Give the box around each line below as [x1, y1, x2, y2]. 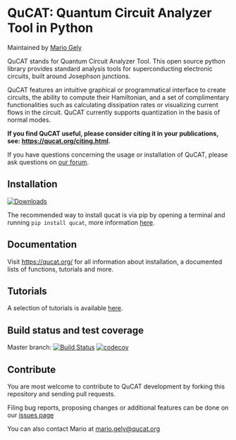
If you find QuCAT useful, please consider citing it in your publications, [7, 129, 219, 137]
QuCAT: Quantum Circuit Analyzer [7, 5, 213, 21]
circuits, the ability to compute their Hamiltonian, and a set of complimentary [7, 93, 230, 102]
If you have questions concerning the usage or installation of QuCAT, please [7, 150, 228, 159]
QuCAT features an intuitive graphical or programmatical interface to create [7, 85, 226, 94]
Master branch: [7, 343, 51, 352]
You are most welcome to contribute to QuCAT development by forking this [7, 382, 225, 391]
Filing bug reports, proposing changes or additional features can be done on [7, 403, 229, 412]
